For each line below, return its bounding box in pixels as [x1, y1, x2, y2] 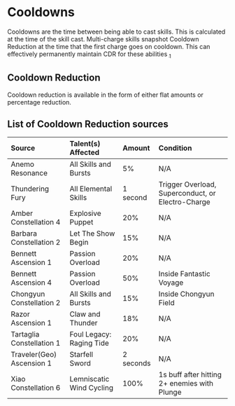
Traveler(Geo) [10, 350, 57, 360]
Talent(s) [69, 139, 101, 149]
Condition [158, 143, 192, 153]
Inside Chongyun [158, 289, 215, 299]
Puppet [69, 217, 94, 227]
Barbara [10, 229, 37, 238]
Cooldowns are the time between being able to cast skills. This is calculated [7, 27, 226, 36]
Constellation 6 [10, 383, 61, 393]
